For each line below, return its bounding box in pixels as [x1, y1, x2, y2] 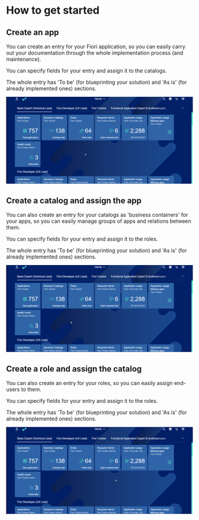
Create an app [6, 27, 59, 37]
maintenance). [6, 56, 41, 62]
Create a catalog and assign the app [6, 196, 142, 206]
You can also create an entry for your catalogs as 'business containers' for [6, 212, 188, 219]
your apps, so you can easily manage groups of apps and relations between [6, 218, 191, 225]
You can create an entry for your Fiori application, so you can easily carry [6, 43, 185, 50]
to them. [21, 386, 41, 393]
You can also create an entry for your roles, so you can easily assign [6, 380, 173, 387]
